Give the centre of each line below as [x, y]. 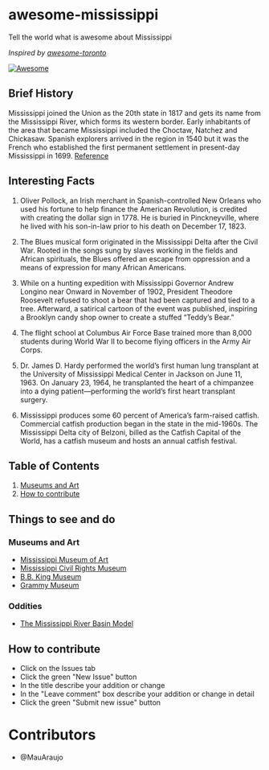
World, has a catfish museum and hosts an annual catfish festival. [128, 441]
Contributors [52, 735]
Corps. [31, 350]
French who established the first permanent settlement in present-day [124, 147]
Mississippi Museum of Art [64, 560]
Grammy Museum [49, 586]
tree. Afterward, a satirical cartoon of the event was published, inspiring [139, 308]
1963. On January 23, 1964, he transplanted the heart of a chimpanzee [137, 382]
